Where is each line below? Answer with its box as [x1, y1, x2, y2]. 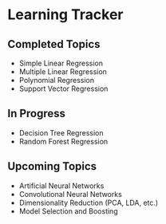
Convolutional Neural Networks [18, 189, 123, 198]
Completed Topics [7, 37, 101, 51]
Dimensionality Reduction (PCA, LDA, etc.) [18, 198, 159, 207]
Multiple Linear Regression [18, 67, 107, 77]
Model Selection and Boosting [18, 206, 118, 216]
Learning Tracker [7, 6, 124, 24]
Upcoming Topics [7, 159, 97, 173]
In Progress [7, 107, 65, 120]
